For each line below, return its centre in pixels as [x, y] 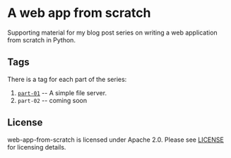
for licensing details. [37, 147]
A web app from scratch [79, 13]
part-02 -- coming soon [52, 100]
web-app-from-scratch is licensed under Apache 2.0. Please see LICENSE [115, 140]
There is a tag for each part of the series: [67, 79]
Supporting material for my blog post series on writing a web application [112, 32]
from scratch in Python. [42, 39]
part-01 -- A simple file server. [62, 92]
